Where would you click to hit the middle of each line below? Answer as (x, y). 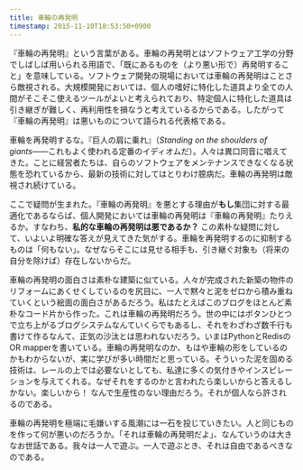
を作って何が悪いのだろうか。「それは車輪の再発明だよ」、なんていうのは (143, 434)
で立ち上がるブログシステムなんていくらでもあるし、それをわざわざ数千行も (151, 325)
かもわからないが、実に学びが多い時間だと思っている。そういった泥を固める (151, 358)
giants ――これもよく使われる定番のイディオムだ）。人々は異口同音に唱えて (148, 151)
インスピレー (269, 370)
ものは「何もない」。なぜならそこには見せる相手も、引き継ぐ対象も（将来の (150, 249)
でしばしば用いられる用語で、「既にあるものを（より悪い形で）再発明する (146, 64)
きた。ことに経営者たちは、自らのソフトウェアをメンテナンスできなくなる (147, 162)
